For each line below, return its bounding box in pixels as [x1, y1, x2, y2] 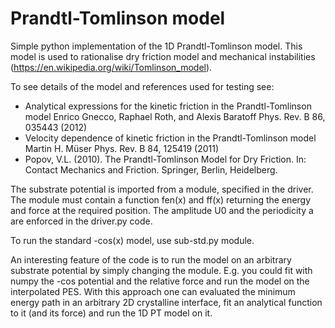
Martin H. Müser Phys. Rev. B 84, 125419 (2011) [24, 142, 220, 154]
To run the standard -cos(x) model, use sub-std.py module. [10, 234, 255, 246]
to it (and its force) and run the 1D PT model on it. [10, 307, 213, 319]
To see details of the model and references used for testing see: [10, 80, 275, 92]
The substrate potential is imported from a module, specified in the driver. [10, 183, 314, 195]
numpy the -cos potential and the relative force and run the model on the [10, 275, 310, 287]
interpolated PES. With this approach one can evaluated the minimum [10, 285, 296, 297]
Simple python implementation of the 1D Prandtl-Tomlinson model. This [10, 40, 303, 52]
